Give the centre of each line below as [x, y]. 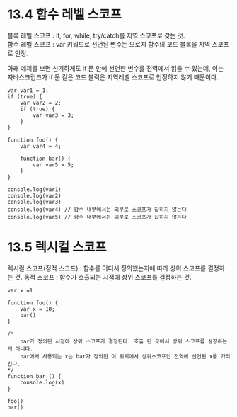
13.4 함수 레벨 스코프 [65, 15]
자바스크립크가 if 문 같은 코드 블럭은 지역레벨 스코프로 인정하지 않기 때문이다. [113, 77]
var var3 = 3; [53, 115]
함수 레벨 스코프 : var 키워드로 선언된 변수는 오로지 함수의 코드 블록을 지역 [109, 44]
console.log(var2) [34, 195]
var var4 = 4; [41, 146]
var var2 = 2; [41, 103]
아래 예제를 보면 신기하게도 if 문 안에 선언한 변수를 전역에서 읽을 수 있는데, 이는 [116, 68]
